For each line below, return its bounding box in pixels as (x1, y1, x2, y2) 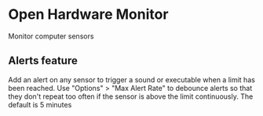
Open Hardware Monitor (8, 5, 169, 24)
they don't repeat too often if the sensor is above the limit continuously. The (8, 92, 254, 101)
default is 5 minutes (8, 100, 72, 109)
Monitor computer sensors (8, 31, 94, 41)
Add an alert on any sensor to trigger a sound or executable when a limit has (8, 74, 255, 84)
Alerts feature (8, 54, 79, 67)
